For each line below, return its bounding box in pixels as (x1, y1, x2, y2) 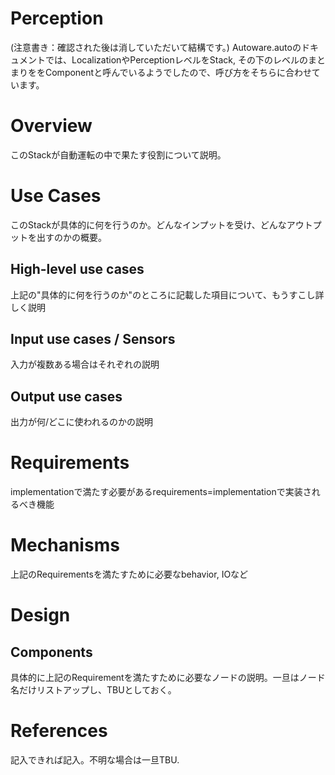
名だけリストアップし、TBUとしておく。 (10, 684, 177, 696)
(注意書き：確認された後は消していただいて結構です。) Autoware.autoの (10, 41, 302, 53)
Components (10, 643, 93, 661)
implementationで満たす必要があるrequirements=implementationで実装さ (10, 486, 312, 498)
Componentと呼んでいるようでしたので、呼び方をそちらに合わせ (44, 66, 312, 78)
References (10, 720, 108, 742)
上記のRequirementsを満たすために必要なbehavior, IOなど (10, 568, 249, 581)
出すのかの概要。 (36, 231, 107, 243)
